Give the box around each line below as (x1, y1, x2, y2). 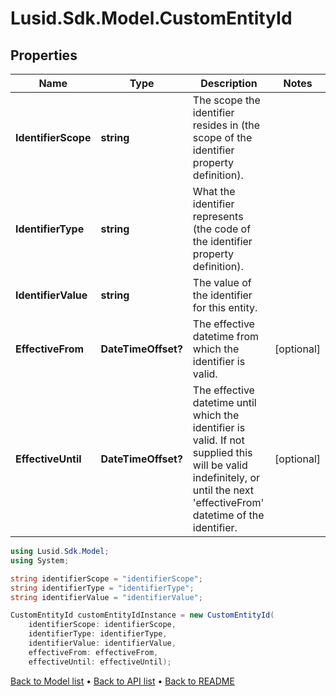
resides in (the (192, 118, 261, 132)
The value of (192, 276, 252, 289)
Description (200, 77, 258, 90)
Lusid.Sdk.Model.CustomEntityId (10, 7, 293, 30)
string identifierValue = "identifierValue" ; (10, 592, 203, 602)
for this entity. (192, 301, 258, 314)
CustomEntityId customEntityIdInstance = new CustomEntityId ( (10, 610, 275, 621)
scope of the (192, 131, 253, 144)
